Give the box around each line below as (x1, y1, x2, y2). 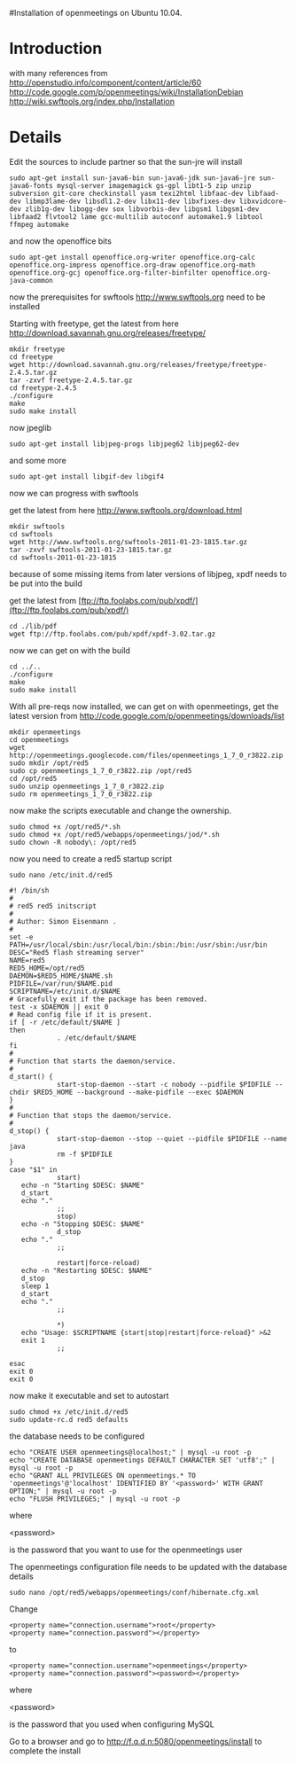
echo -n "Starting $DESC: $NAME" (20, 1181, 144, 1190)
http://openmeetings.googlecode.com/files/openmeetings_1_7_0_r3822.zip (9, 751, 284, 760)
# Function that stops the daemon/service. (9, 1111, 173, 1120)
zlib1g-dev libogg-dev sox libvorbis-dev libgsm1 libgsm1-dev (25, 204, 260, 214)
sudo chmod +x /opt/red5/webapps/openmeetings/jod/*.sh (9, 830, 220, 839)
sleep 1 (20, 1281, 50, 1291)
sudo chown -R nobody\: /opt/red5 (9, 838, 137, 847)
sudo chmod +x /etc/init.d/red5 (9, 1407, 129, 1417)
